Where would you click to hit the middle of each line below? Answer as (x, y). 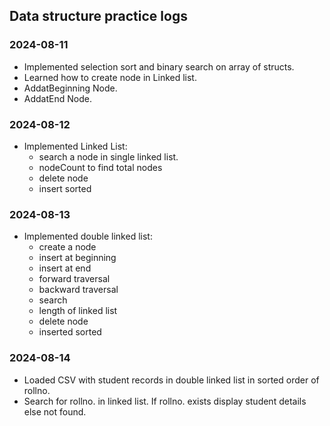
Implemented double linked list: (88, 236)
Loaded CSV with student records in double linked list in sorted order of (171, 380)
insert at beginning (77, 258)
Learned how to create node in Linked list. (110, 77)
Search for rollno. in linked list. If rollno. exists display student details (165, 401)
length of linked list (78, 311)
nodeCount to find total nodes (100, 167)
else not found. (55, 411)
